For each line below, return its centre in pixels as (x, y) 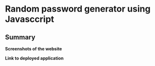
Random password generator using (78, 9)
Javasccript (30, 19)
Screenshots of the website (34, 49)
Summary (20, 37)
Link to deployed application (34, 58)
